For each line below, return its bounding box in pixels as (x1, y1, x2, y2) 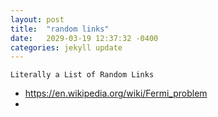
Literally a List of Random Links (10, 70, 155, 80)
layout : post (10, 14, 65, 25)
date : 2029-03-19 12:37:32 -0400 (10, 33, 159, 43)
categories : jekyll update (10, 42, 123, 53)
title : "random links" (10, 24, 110, 34)
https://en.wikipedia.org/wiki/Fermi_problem (24, 87, 208, 100)
